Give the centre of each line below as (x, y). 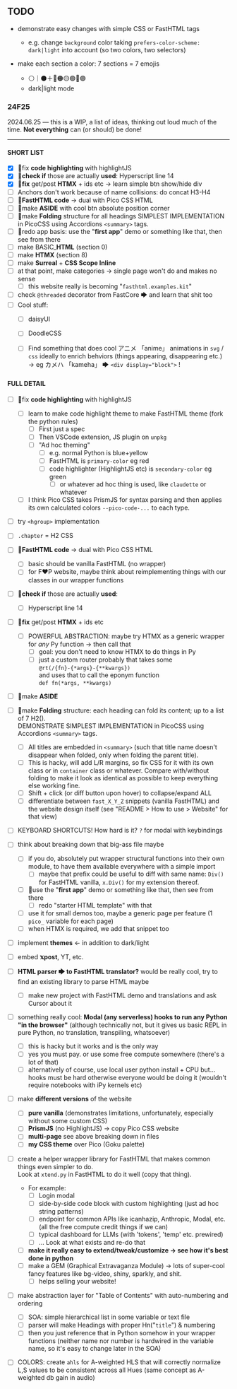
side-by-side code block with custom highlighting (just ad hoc (129, 1203)
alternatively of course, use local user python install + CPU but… (122, 1069)
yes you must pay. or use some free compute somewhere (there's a (126, 1054)
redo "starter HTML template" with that (95, 905)
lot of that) (43, 1062)
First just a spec (62, 429)
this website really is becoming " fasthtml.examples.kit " (110, 286)
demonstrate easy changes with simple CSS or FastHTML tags (108, 28)
